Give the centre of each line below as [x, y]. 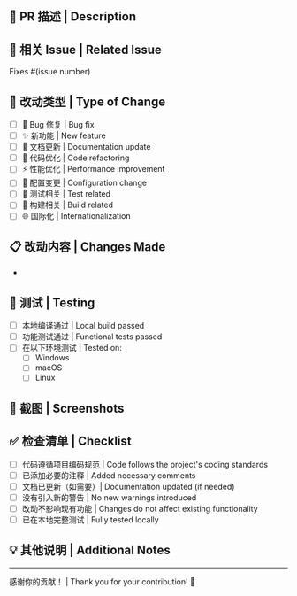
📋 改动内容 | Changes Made [88, 247]
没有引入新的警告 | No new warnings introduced [109, 497]
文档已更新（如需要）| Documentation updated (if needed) [128, 486]
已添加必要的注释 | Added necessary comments [109, 475]
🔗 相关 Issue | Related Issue [85, 49]
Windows [52, 358]
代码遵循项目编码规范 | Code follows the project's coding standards [145, 464]
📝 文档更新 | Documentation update [86, 147]
